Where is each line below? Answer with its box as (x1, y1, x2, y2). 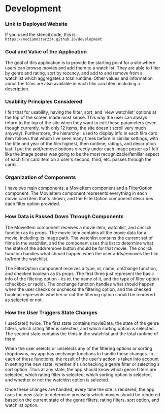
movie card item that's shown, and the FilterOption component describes (5, 196, 154, 202)
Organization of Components (5, 174, 76, 180)
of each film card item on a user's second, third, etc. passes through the (5, 156, 152, 163)
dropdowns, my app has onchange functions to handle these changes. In (5, 350, 154, 356)
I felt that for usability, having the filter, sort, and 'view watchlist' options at (5, 109, 157, 115)
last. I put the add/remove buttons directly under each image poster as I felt (5, 146, 159, 152)
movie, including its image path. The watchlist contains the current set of (5, 235, 153, 241)
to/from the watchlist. (5, 256, 49, 262)
